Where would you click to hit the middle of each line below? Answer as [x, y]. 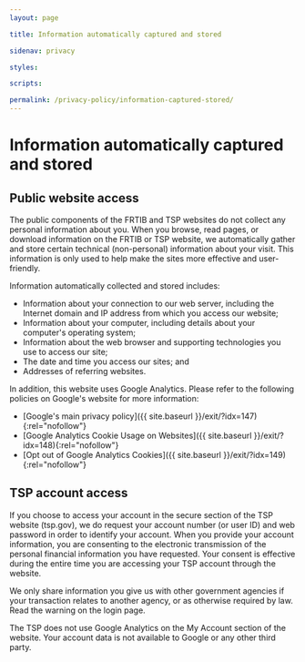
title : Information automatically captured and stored [116, 34]
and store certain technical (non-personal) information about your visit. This [152, 249]
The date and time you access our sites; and [106, 362]
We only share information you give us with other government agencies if [147, 591]
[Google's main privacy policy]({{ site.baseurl [108, 416]
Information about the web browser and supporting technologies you [152, 342]
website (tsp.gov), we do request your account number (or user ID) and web [152, 525]
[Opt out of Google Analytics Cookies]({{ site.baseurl [122, 455]
